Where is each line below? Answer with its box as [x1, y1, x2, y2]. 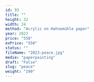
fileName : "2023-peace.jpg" [5, 50, 65, 55]
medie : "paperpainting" [5, 54, 56, 60]
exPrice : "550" [5, 41, 38, 46]
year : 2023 [5, 31, 28, 36]
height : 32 [5, 17, 28, 22]
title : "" [5, 12, 26, 17]
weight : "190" [5, 69, 36, 74]
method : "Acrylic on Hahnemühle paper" [5, 26, 90, 32]
